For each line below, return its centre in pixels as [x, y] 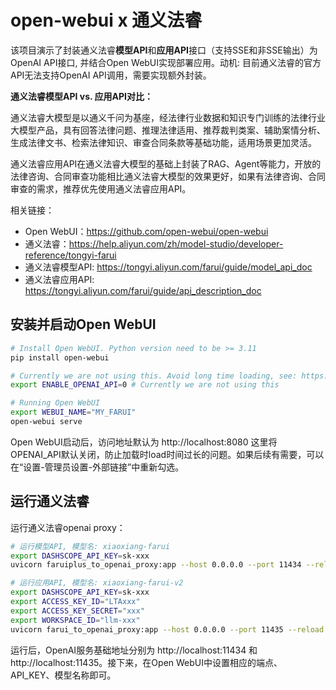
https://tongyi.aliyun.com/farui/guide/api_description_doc [143, 290]
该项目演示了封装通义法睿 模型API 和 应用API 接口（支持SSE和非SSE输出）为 [164, 50]
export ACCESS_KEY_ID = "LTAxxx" [75, 602]
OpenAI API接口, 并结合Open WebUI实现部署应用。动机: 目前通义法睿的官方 [166, 62]
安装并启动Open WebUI [83, 324]
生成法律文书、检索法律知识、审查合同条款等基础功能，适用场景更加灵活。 [163, 142]
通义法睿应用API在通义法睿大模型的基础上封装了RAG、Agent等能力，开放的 [166, 163]
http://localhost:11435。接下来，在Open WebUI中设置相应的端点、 [146, 662]
